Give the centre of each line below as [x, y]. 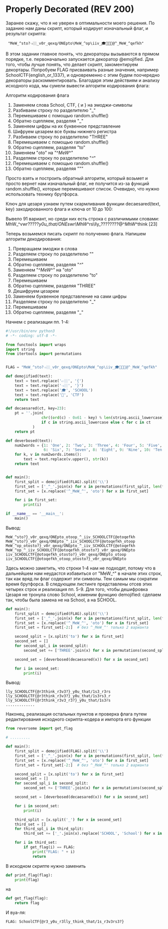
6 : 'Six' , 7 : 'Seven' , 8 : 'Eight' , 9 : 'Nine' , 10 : [97, 450]
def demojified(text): [29, 376]
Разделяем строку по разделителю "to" [55, 275]
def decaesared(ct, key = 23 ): [36, 408]
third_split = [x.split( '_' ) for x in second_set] [68, 820]
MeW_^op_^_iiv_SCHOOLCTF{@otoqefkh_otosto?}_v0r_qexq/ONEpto [71, 550]
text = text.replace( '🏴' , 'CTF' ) [49, 395]
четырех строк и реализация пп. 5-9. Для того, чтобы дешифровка [77, 589]
